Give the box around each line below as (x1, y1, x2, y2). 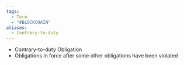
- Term (11, 14, 27, 20)
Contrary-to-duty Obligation (14, 46, 82, 53)
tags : (6, 8, 19, 15)
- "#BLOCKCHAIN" (11, 19, 51, 25)
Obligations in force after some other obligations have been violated (14, 52, 178, 59)
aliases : (6, 24, 27, 31)
